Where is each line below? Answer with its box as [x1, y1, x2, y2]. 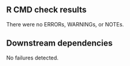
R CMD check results [6, 5, 87, 15]
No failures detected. [6, 54, 59, 61]
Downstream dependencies [6, 38, 113, 49]
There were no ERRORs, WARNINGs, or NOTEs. [6, 20, 124, 28]
